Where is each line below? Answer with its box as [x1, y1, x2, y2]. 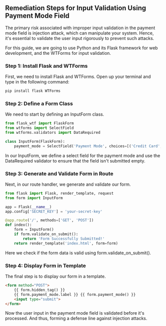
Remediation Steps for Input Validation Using [5, 4, 147, 12]
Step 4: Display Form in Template [5, 262, 86, 269]
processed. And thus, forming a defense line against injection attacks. [5, 316, 147, 322]
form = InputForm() [14, 227, 54, 232]
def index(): [5, 222, 32, 228]
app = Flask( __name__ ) [5, 204, 52, 209]
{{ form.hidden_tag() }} [14, 287, 65, 292]
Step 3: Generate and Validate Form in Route [5, 170, 114, 177]
